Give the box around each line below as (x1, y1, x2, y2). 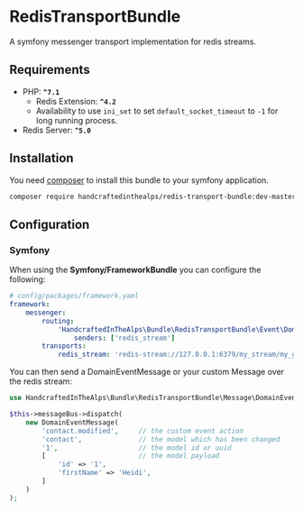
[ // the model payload (41, 452, 220, 461)
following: (9, 274, 46, 285)
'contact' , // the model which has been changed (41, 434, 280, 443)
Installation (9, 151, 74, 166)
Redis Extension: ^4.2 (35, 96, 117, 106)
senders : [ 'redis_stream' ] (73, 333, 176, 342)
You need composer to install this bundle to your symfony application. (9, 174, 269, 186)
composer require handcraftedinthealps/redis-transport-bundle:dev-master (9, 192, 297, 201)
